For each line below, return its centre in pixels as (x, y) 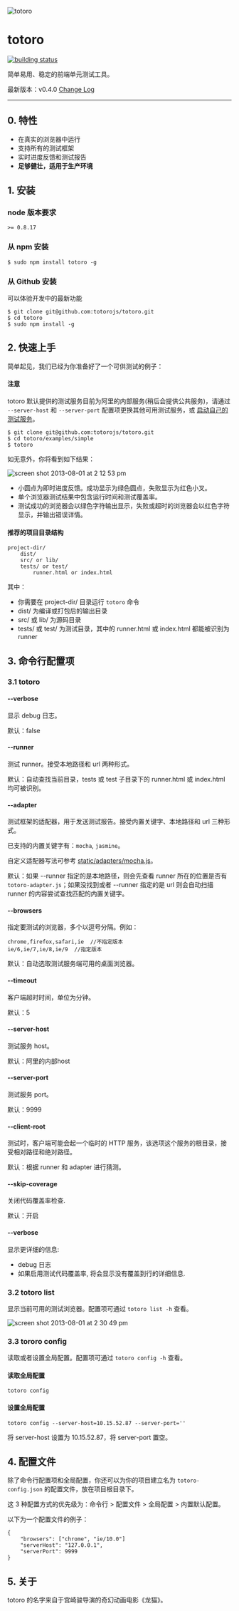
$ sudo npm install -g (41, 324)
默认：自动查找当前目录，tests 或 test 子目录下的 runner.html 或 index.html (116, 779)
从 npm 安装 (28, 247)
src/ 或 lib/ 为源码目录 (49, 620)
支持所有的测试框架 (46, 148)
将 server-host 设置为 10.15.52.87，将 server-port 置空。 (90, 1437)
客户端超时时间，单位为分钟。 (51, 997)
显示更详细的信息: (33, 1249)
